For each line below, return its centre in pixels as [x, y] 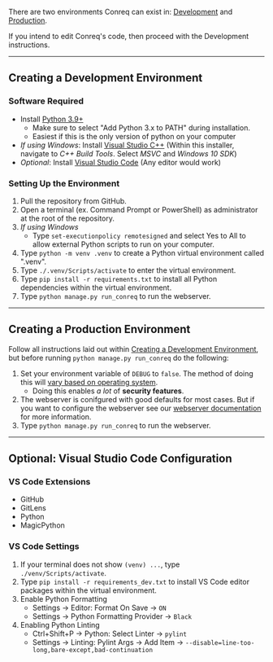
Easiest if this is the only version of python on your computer [134, 136]
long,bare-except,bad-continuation [92, 650]
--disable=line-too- [220, 642]
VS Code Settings [44, 546]
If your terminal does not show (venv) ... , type [100, 564]
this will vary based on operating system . [89, 382]
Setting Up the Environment [64, 183]
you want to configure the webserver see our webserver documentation [141, 408]
